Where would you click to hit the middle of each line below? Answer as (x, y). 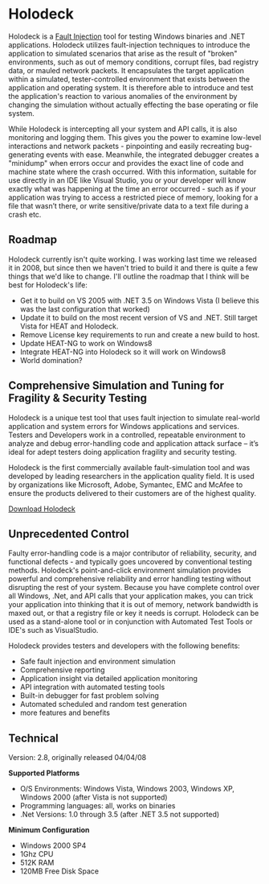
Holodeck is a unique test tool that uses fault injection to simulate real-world (134, 417)
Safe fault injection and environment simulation (98, 662)
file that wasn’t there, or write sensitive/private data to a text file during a (128, 205)
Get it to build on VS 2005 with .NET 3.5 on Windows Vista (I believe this (139, 300)
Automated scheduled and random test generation (103, 704)
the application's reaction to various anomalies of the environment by (123, 96)
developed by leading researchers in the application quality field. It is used (131, 476)
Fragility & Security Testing (77, 398)
